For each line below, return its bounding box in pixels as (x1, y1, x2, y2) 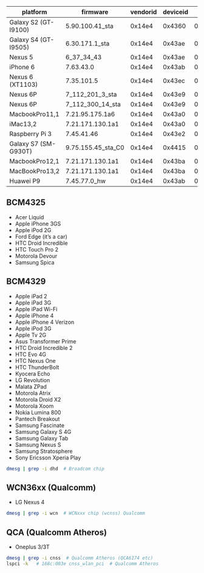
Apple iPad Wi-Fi (15, 305, 58, 312)
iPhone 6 (9, 63, 35, 71)
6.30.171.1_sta (66, 39, 110, 47)
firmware (81, 8, 109, 16)
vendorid (130, 8, 157, 16)
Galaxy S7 (9, 140, 39, 148)
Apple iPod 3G (15, 324, 52, 332)
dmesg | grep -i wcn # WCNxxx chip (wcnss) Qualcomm (6, 510, 146, 516)
